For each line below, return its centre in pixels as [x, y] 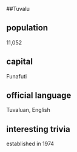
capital [20, 62]
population [27, 28]
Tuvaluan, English [28, 110]
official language [39, 96]
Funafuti [17, 76]
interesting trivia [38, 129]
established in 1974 [30, 144]
